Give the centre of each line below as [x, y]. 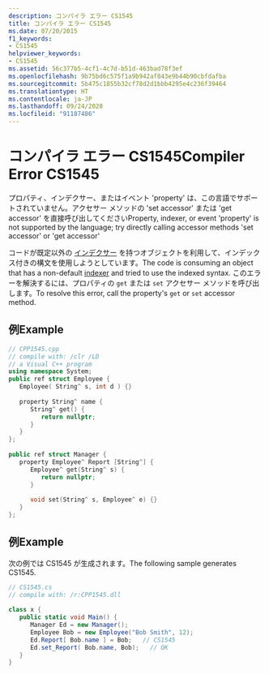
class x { [25, 610]
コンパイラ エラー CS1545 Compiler [127, 157]
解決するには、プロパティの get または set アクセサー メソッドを [130, 283]
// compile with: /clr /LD [54, 356]
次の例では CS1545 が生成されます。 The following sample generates [123, 563]
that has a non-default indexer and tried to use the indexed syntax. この [128, 273]
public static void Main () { [68, 617]
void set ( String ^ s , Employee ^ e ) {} [94, 500]
